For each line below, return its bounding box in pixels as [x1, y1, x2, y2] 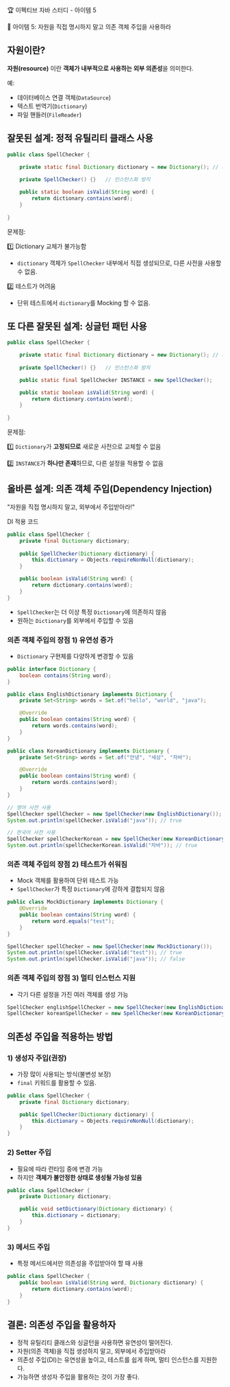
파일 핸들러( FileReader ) [16, 110, 82, 119]
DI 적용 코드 [7, 517, 39, 525]
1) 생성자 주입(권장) [7, 1053, 67, 1063]
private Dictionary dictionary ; [19, 1193, 112, 1200]
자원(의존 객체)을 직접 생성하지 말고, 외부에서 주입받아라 [16, 1347, 166, 1355]
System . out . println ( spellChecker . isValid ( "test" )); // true [7, 949, 183, 956]
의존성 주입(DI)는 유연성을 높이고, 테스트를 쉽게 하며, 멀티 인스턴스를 [16, 1355, 200, 1364]
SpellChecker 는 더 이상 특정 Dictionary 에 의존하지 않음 [16, 608, 167, 616]
